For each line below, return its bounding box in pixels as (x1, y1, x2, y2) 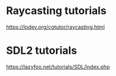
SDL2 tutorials (6, 44, 78, 57)
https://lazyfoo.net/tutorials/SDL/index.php (6, 63, 110, 70)
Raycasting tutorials (6, 4, 107, 18)
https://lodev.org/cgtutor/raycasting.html (6, 23, 105, 30)
